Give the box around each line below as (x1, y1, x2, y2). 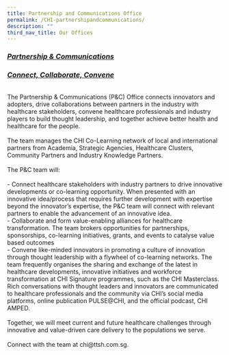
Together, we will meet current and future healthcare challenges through (7, 319, 212, 327)
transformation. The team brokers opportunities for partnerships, (7, 224, 190, 232)
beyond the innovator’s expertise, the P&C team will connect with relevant (7, 202, 215, 210)
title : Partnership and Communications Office (7, 10, 142, 17)
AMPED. (7, 304, 31, 313)
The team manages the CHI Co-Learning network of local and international (7, 136, 217, 145)
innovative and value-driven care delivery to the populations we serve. (7, 326, 206, 334)
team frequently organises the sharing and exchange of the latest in (7, 260, 198, 269)
